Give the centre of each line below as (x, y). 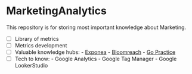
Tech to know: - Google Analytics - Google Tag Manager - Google (96, 59)
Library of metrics (37, 38)
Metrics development (41, 45)
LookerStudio (31, 66)
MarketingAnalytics (57, 11)
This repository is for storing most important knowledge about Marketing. (96, 27)
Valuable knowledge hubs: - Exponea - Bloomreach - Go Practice (95, 52)
